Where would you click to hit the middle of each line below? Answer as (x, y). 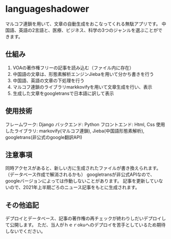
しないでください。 (26, 231)
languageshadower (47, 9)
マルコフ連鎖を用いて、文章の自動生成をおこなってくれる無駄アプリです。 (83, 24)
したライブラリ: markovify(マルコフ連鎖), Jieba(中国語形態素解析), (75, 131)
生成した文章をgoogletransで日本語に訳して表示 (63, 93)
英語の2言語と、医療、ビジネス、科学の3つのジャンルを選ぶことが (88, 30)
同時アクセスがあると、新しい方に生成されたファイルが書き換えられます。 (83, 168)
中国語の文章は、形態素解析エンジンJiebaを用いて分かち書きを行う (83, 74)
